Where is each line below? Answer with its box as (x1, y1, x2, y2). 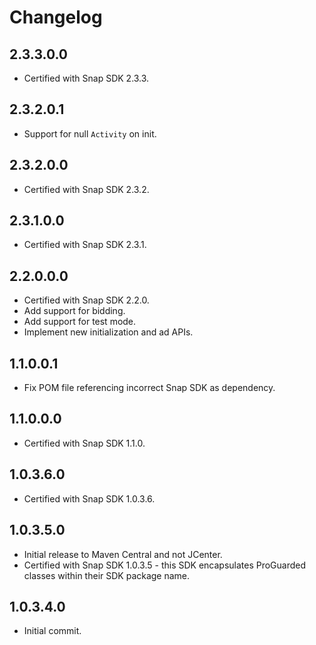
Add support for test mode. (23, 316, 137, 328)
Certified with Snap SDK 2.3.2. (23, 183, 150, 195)
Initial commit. (23, 625, 82, 637)
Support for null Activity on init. (23, 127, 157, 140)
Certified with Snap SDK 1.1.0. (23, 437, 146, 449)
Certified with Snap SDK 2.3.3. (23, 72, 150, 84)
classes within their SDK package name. (23, 569, 191, 581)
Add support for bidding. (23, 305, 126, 317)
